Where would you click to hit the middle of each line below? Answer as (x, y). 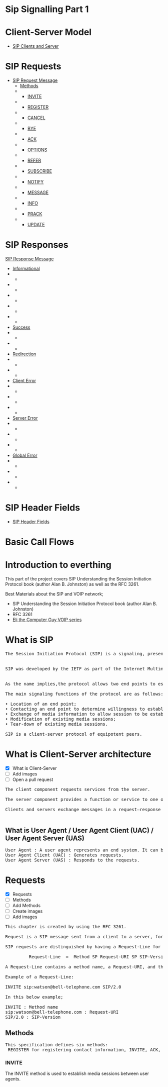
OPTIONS (37, 150)
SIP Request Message (35, 80)
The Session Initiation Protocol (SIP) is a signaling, (75, 654)
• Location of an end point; (41, 704)
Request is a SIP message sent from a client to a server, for (84, 937)
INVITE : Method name (32, 1007)
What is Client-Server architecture (78, 754)
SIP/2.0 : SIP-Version (33, 1017)
